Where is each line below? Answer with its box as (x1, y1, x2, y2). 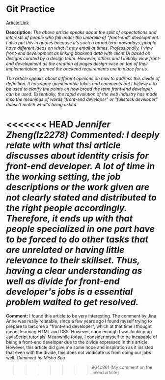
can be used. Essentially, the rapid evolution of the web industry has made (6, 91, 158, 97)
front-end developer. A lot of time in (6, 161, 155, 172)
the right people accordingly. (6, 203, 127, 214)
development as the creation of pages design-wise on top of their (15, 61, 148, 66)
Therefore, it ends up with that (6, 213, 133, 224)
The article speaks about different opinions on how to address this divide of (6, 75, 160, 81)
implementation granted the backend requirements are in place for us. (6, 65, 148, 72)
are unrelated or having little (6, 245, 125, 255)
